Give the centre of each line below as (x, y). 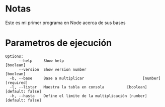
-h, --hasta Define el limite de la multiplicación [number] (78, 96)
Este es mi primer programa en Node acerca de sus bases (65, 23)
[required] (17, 83)
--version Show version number (52, 69)
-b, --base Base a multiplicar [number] (85, 78)
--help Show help (41, 61)
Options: (14, 56)
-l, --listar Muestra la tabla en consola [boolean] (78, 87)
